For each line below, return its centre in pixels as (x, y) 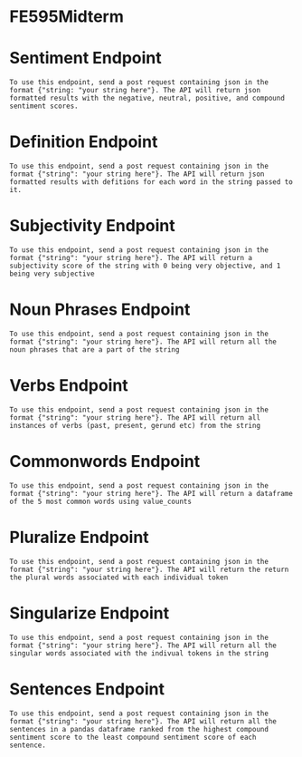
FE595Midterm (67, 17)
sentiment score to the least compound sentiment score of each (133, 737)
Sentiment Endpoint (86, 58)
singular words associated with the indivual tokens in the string (139, 653)
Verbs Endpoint (69, 386)
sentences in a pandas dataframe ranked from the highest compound (139, 729)
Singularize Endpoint (90, 613)
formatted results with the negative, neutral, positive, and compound (147, 98)
